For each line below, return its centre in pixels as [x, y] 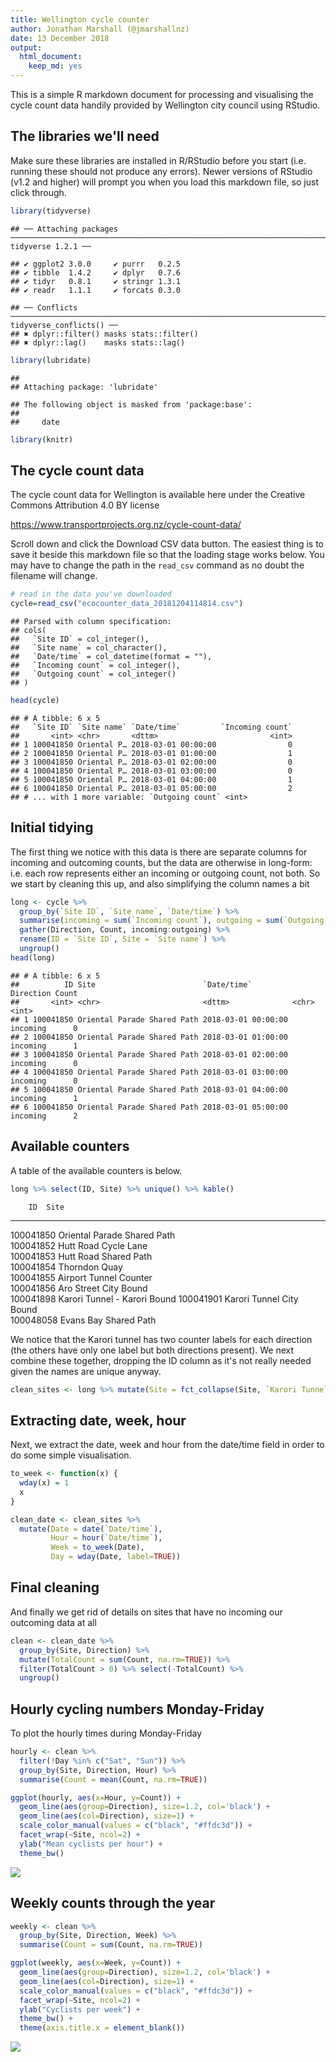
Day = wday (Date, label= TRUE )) [116, 1557]
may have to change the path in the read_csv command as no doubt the [157, 565]
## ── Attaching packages [64, 229]
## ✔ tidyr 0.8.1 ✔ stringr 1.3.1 [96, 281]
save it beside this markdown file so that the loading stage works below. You [167, 555]
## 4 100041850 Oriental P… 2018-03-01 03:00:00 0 [151, 771]
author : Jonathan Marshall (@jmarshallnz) [100, 29]
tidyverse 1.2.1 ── [51, 246]
